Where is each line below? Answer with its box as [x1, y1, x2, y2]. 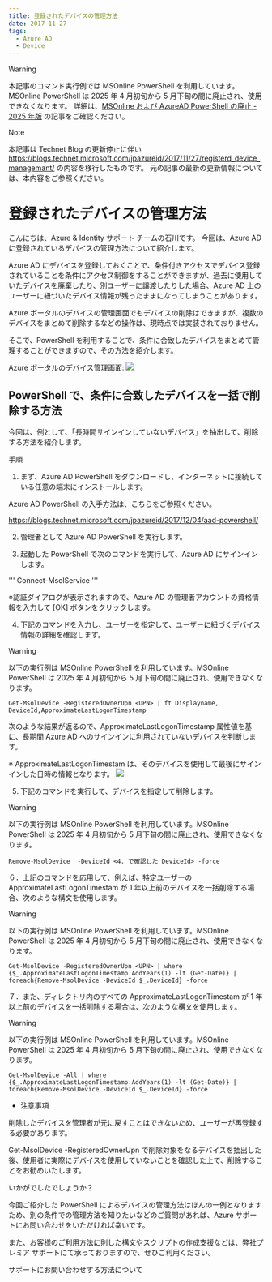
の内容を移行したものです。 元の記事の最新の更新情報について [56, 163, 264, 173]
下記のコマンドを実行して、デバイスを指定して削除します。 [19, 786, 218, 795]
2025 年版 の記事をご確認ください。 [8, 111, 130, 122]
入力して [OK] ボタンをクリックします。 [22, 602, 155, 612]
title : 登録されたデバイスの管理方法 [8, 11, 119, 20]
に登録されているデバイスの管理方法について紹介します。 [8, 243, 199, 253]
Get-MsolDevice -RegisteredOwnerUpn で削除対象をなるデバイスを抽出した [8, 1145, 262, 1155]
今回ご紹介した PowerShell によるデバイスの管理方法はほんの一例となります [8, 1199, 262, 1209]
